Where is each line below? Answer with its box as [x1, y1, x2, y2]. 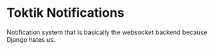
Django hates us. [6, 35, 56, 43]
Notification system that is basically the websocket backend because [6, 28, 208, 36]
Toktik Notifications [6, 5, 125, 21]
